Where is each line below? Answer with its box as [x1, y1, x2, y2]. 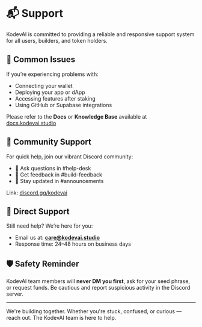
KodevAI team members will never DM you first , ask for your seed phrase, [6, 278, 191, 285]
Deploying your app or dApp [14, 89, 85, 96]
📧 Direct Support [6, 206, 70, 216]
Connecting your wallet [14, 82, 73, 89]
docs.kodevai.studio [6, 119, 57, 126]
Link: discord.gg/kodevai [6, 189, 68, 196]
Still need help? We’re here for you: [6, 222, 93, 229]
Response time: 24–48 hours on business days [14, 240, 131, 248]
